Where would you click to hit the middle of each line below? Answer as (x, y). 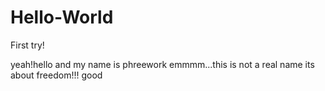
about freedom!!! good (56, 75)
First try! (27, 45)
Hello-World (62, 17)
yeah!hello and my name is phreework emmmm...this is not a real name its (162, 64)
